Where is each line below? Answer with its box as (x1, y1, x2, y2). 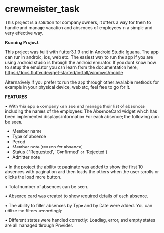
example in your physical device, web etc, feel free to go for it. (5, 84, 131, 90)
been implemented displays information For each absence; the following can (5, 113, 159, 119)
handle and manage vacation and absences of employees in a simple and (5, 24, 153, 30)
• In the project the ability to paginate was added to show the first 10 (5, 164, 143, 169)
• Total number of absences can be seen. (5, 183, 89, 189)
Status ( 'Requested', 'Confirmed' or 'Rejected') (12, 149, 108, 155)
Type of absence (12, 133, 46, 139)
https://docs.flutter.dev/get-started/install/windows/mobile (5, 69, 123, 75)
